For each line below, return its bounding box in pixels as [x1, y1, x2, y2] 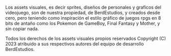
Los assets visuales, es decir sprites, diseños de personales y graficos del [5, 5, 162, 10]
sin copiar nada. [5, 26, 39, 32]
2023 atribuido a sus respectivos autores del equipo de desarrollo [5, 41, 144, 47]
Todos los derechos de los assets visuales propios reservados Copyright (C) [5, 35, 166, 41]
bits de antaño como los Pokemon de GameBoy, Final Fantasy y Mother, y [5, 20, 160, 26]
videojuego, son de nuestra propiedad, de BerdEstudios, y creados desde [5, 10, 160, 16]
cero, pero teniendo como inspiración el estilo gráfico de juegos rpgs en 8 [5, 15, 161, 21]
